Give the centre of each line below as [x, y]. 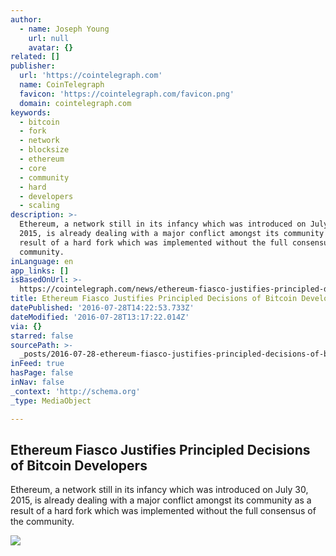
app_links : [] [40, 271]
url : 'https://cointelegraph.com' [91, 76]
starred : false [42, 336]
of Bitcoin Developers [79, 465]
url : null [49, 38]
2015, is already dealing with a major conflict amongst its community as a [161, 500]
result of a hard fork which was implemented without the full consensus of [163, 511]
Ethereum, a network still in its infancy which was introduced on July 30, [159, 490]
